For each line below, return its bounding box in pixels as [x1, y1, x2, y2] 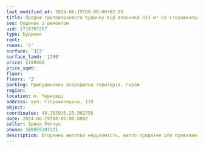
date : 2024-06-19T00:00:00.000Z [6, 115, 88, 121]
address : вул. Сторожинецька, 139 [6, 98, 94, 105]
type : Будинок [6, 31, 42, 37]
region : [6, 88, 26, 94]
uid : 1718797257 [6, 25, 47, 32]
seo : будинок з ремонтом [6, 20, 69, 26]
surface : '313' [6, 48, 45, 54]
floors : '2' [6, 76, 36, 82]
